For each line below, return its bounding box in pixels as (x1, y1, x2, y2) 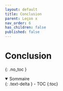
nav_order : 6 (5, 20, 31, 26)
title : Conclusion (5, 12, 42, 16)
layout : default (5, 7, 38, 12)
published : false (5, 30, 40, 34)
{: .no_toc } (5, 66, 27, 72)
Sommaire (9, 76, 30, 81)
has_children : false (5, 25, 47, 30)
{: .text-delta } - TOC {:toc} (5, 81, 59, 87)
